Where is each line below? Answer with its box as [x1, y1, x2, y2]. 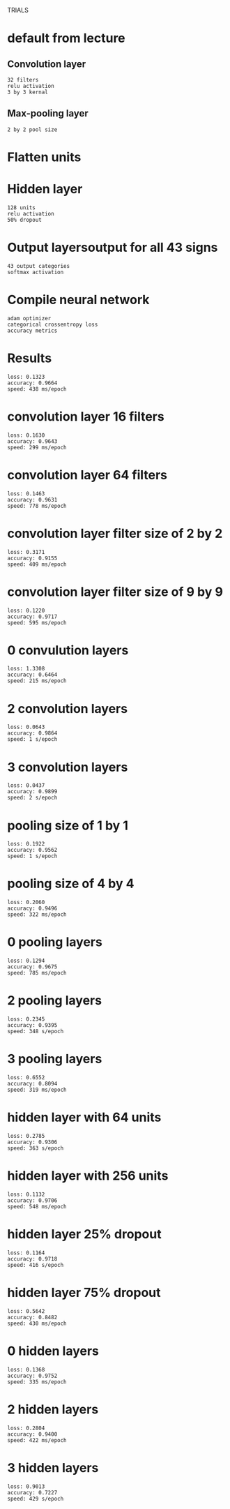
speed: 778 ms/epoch [7, 502, 68, 509]
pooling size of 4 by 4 [7, 876, 135, 892]
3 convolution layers [7, 759, 128, 775]
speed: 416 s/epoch [7, 1261, 64, 1268]
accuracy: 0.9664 [7, 380, 58, 386]
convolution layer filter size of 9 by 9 [7, 584, 223, 599]
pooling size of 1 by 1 [7, 818, 129, 833]
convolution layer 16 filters [7, 408, 165, 424]
